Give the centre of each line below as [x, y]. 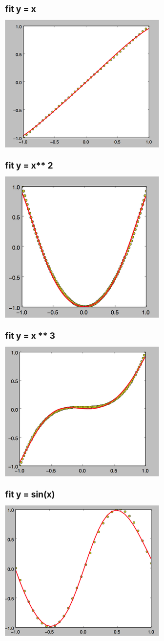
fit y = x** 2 [29, 165]
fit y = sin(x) [30, 494]
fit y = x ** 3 [30, 336]
